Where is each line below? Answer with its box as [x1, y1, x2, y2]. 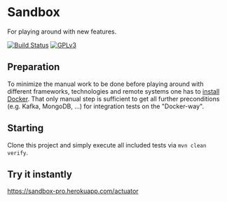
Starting [7, 122, 44, 134]
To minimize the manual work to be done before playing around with [7, 80, 204, 88]
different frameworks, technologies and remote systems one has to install [7, 87, 220, 95]
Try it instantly [7, 168, 72, 180]
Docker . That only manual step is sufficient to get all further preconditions [7, 94, 220, 103]
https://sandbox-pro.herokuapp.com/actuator [7, 187, 139, 196]
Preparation [7, 61, 60, 73]
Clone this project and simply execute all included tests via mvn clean [7, 140, 207, 149]
